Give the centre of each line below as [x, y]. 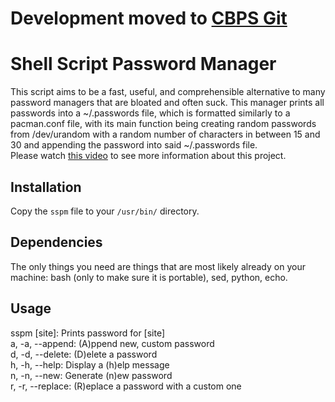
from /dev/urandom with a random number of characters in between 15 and [165, 134]
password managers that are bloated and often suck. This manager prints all [167, 103]
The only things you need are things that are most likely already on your [158, 266]
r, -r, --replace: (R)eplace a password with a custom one [126, 386]
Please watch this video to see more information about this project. [148, 156]
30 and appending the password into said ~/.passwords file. [134, 145]
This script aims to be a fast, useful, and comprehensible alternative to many [168, 92]
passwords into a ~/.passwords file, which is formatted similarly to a [150, 113]
